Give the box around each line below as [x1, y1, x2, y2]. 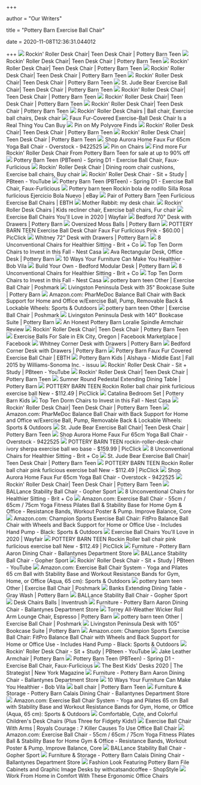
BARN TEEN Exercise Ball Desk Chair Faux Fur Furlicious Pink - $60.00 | [6, 227, 184, 234]
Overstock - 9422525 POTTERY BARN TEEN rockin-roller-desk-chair [6, 438, 184, 445]
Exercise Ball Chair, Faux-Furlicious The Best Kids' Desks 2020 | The [6, 662, 184, 669]
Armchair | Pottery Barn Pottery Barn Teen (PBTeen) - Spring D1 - [6, 655, 175, 662]
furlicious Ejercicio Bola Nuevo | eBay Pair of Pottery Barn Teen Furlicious [6, 192, 195, 199]
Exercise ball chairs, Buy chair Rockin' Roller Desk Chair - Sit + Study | [6, 171, 187, 177]
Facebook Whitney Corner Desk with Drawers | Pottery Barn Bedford [6, 340, 191, 347]
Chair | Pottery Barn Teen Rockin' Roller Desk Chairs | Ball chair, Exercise [6, 107, 194, 114]
